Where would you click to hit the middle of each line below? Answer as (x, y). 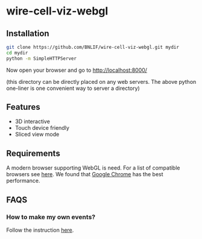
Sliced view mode (37, 135)
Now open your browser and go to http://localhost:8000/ (77, 70)
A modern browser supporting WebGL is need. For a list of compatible (93, 168)
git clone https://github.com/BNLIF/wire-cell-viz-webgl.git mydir (93, 47)
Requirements (33, 153)
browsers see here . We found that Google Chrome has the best (85, 174)
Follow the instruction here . (40, 230)
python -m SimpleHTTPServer (42, 59)
